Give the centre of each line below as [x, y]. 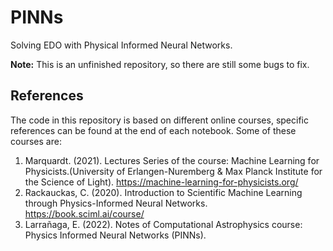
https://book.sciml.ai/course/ [84, 213]
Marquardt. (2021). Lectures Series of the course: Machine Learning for [172, 160]
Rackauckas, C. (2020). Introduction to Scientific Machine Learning [163, 192]
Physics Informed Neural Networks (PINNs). [115, 235]
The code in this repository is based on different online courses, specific [159, 120]
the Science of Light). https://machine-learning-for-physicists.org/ [161, 182]
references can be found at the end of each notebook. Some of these [153, 130]
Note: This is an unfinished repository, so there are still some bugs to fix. [160, 64]
